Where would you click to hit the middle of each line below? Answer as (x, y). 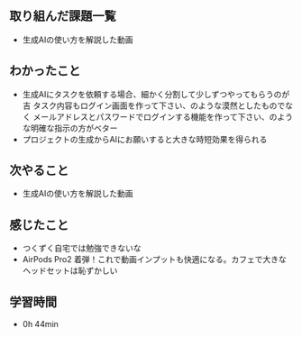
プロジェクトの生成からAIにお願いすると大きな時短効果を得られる (145, 139)
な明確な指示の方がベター (70, 128)
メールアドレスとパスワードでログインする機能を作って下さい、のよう (163, 116)
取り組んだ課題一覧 (63, 16)
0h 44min (40, 324)
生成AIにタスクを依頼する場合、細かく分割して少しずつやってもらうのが (156, 94)
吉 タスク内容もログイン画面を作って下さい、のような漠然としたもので (154, 105)
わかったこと (45, 71)
